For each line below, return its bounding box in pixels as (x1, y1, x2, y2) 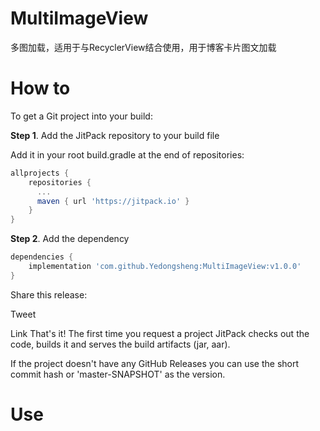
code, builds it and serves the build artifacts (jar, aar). (10, 338, 231, 350)
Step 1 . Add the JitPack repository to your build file (10, 129, 220, 141)
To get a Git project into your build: (10, 110, 153, 122)
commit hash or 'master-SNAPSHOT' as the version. (10, 368, 226, 380)
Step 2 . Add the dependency (10, 233, 130, 245)
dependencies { (10, 252, 74, 262)
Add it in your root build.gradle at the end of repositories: (10, 148, 245, 161)
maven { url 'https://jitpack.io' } (36, 196, 190, 206)
